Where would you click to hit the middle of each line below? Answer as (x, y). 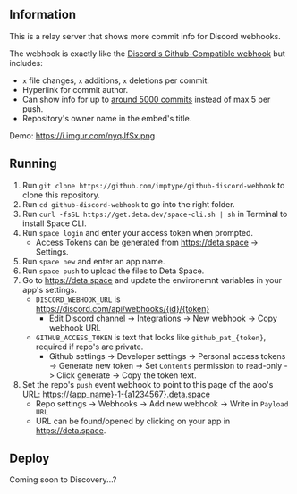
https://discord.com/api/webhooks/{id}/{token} (123, 308)
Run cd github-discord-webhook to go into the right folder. (128, 204)
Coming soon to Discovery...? (63, 480)
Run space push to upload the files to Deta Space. (113, 271)
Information (43, 15)
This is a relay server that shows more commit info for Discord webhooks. (145, 36)
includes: (26, 63)
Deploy (30, 459)
